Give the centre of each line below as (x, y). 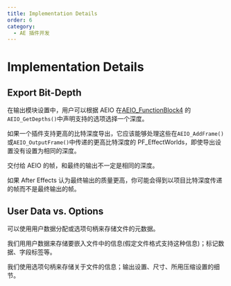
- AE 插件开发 (32, 33)
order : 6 (20, 20)
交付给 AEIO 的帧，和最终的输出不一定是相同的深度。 (83, 166)
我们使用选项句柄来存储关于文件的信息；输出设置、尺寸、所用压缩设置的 (110, 267)
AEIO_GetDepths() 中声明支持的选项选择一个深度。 (78, 119)
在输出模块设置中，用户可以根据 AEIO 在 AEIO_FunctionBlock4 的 (99, 110)
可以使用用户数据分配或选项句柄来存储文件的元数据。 (83, 229)
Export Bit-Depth (44, 92)
